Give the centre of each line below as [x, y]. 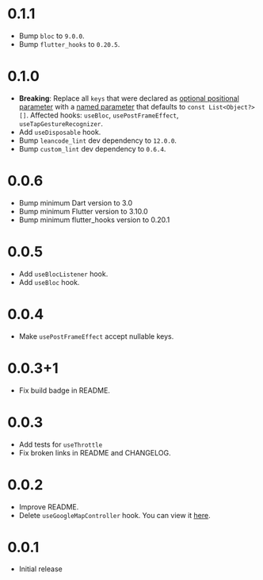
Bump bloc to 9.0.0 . [51, 36]
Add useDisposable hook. [60, 132]
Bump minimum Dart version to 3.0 [76, 202]
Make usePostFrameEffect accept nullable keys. [96, 336]
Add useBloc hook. [49, 282]
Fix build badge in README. [64, 390]
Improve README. [49, 507]
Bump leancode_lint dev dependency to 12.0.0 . [98, 140]
